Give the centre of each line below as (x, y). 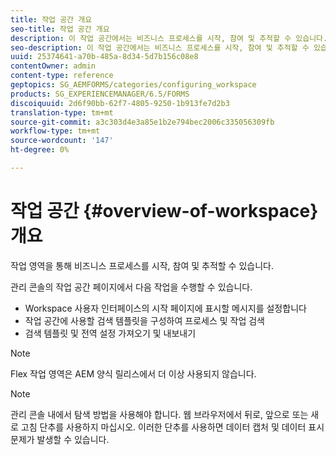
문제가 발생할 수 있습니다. (60, 439)
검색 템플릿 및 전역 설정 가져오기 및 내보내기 (110, 333)
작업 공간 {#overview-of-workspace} (164, 211)
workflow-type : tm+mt (55, 131)
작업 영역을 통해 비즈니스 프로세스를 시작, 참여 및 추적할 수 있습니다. (142, 265)
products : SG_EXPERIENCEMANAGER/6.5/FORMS (100, 94)
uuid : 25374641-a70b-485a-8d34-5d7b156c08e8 (104, 57)
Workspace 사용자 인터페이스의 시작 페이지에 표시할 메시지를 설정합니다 (165, 308)
